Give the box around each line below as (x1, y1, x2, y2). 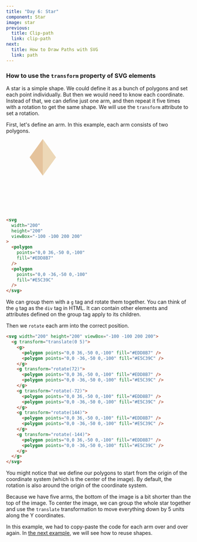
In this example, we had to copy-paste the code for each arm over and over (6, 523, 189, 530)
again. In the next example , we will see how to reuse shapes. (6, 530, 152, 537)
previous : (6, 25, 30, 31)
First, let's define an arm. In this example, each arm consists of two (6, 121, 168, 128)
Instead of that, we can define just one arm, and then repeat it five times (6, 97, 181, 104)
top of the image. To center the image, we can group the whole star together (6, 499, 191, 507)
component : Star (6, 14, 46, 20)
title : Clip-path (11, 30, 54, 36)
